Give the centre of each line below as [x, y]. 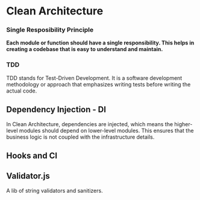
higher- [183, 124]
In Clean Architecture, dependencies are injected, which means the [90, 124]
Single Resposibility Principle [50, 30]
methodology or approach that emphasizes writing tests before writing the [98, 84]
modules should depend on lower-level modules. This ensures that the [106, 130]
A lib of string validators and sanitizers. [55, 190]
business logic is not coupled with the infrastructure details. [80, 137]
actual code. [22, 91]
